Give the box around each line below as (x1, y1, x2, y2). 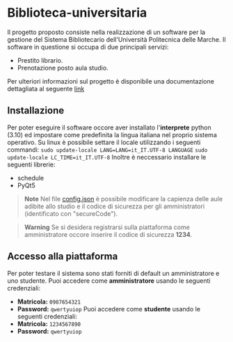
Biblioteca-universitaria (7, 5, 147, 21)
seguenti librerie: (7, 160, 56, 169)
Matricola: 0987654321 (17, 297, 81, 306)
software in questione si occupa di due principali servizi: (7, 42, 169, 51)
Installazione (7, 104, 65, 116)
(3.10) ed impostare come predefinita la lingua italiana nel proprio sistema (7, 130, 217, 139)
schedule (17, 173, 45, 182)
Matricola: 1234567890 (17, 319, 81, 328)
